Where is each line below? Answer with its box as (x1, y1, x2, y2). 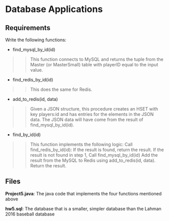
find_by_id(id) (12, 132, 41, 138)
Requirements (5, 24, 50, 32)
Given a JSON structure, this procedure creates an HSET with (30, 106, 158, 112)
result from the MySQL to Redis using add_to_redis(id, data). (30, 157, 156, 163)
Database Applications (5, 4, 103, 15)
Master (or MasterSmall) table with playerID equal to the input (30, 62, 158, 67)
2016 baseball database (5, 211, 55, 217)
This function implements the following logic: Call (30, 142, 133, 147)
